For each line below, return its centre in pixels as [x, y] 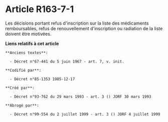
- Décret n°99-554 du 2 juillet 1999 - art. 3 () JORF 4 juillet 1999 [85, 114]
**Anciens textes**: [27, 53]
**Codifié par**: [23, 70]
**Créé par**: [20, 88]
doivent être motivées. [28, 34]
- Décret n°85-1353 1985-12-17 [42, 79]
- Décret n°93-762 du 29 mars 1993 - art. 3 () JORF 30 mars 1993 [80, 96]
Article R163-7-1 [40, 9]
